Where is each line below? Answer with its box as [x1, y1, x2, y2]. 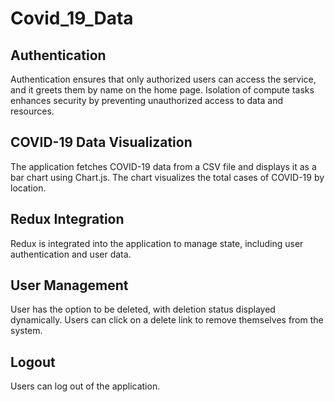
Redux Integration [10, 211, 125, 228]
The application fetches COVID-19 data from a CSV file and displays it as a [10, 160, 317, 172]
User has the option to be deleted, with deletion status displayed [10, 303, 276, 316]
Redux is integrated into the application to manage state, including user [10, 237, 304, 249]
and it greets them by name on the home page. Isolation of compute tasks [10, 84, 315, 96]
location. [10, 182, 47, 194]
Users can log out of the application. [10, 380, 161, 392]
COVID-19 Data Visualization [10, 134, 193, 151]
